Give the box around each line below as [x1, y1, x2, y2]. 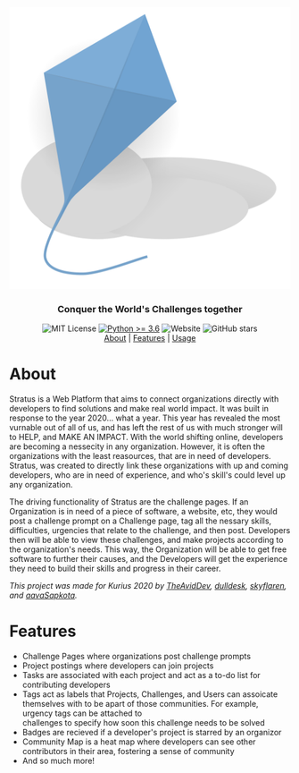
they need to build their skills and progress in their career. [9, 563, 221, 574]
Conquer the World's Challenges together [57, 302, 243, 315]
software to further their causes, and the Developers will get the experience [9, 554, 288, 565]
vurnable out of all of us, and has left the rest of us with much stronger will [9, 422, 283, 433]
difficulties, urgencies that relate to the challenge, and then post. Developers [9, 525, 291, 536]
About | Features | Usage [104, 333, 196, 344]
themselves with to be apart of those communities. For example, [21, 699, 259, 709]
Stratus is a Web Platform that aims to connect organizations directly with [9, 394, 279, 404]
